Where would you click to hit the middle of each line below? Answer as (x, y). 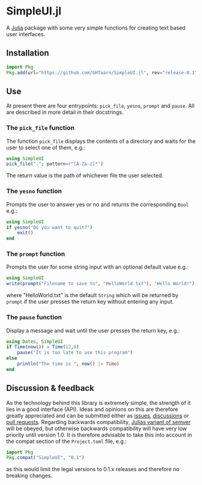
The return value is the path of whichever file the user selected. (85, 175)
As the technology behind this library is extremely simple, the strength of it (99, 402)
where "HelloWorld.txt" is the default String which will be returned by (92, 295)
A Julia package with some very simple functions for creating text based (96, 28)
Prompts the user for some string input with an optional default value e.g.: (97, 267)
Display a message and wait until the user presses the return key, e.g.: (93, 330)
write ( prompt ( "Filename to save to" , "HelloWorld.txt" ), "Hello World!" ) (101, 284)
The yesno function (34, 191)
